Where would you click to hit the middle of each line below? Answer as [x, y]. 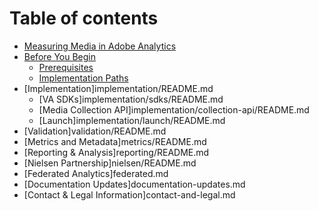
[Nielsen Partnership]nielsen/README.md [110, 163]
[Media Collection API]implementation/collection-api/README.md [174, 109]
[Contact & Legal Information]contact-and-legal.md [129, 194]
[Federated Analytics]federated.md [96, 173]
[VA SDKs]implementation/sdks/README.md [131, 99]
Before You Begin [60, 56]
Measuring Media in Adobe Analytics [100, 46]
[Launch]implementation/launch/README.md [132, 120]
